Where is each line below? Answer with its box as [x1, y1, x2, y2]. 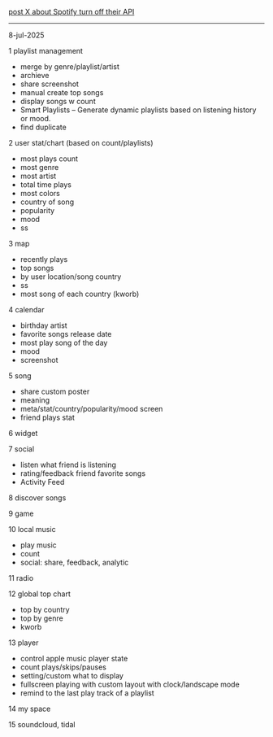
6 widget [8, 429, 38, 438]
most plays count [19, 154, 79, 164]
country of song [19, 197, 75, 207]
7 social [8, 444, 35, 454]
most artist [19, 171, 57, 181]
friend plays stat [19, 412, 76, 422]
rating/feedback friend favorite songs [19, 469, 146, 478]
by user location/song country [19, 272, 122, 281]
